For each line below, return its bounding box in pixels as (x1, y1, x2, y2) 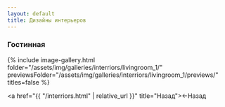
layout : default (7, 10, 55, 17)
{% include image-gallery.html (7, 55, 96, 64)
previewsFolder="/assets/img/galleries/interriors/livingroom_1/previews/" (7, 71, 219, 79)
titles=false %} (7, 78, 51, 86)
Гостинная (7, 40, 46, 50)
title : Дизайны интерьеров (7, 17, 86, 24)
